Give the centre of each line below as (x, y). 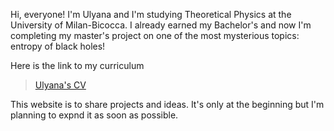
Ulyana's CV (60, 85)
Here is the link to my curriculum (77, 65)
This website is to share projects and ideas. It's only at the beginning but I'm (167, 104)
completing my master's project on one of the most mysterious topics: (155, 35)
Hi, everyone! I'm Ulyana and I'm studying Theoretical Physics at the (151, 14)
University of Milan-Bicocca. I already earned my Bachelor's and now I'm (161, 25)
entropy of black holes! (58, 46)
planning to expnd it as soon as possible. (94, 115)
